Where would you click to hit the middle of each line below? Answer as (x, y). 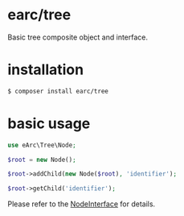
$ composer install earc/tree (58, 91)
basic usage (49, 123)
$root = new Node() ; (42, 160)
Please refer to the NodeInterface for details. (82, 204)
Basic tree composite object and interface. (78, 37)
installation (46, 70)
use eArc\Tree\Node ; (42, 145)
